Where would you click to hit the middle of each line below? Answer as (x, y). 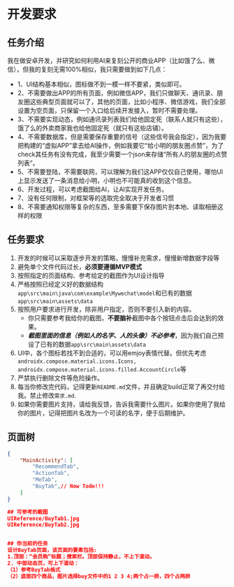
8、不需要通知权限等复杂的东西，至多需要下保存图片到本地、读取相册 (117, 207)
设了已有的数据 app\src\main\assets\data (87, 344)
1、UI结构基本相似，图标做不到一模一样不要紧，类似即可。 (101, 84)
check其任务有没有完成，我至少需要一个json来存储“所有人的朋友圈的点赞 (122, 154)
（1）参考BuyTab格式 (34, 569)
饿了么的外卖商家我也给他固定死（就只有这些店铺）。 (92, 128)
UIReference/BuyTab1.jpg (43, 518)
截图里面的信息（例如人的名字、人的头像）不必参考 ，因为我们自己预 (126, 335)
